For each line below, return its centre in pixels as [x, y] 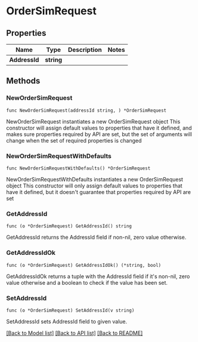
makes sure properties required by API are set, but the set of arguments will [99, 134]
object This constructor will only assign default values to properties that [95, 186]
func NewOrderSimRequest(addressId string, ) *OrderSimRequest [86, 110]
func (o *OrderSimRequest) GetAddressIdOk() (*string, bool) [84, 265]
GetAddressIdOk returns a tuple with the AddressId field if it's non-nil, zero [98, 276]
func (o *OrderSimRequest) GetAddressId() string [69, 226]
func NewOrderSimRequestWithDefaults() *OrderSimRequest [78, 168]
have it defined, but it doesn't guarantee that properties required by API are [98, 192]
